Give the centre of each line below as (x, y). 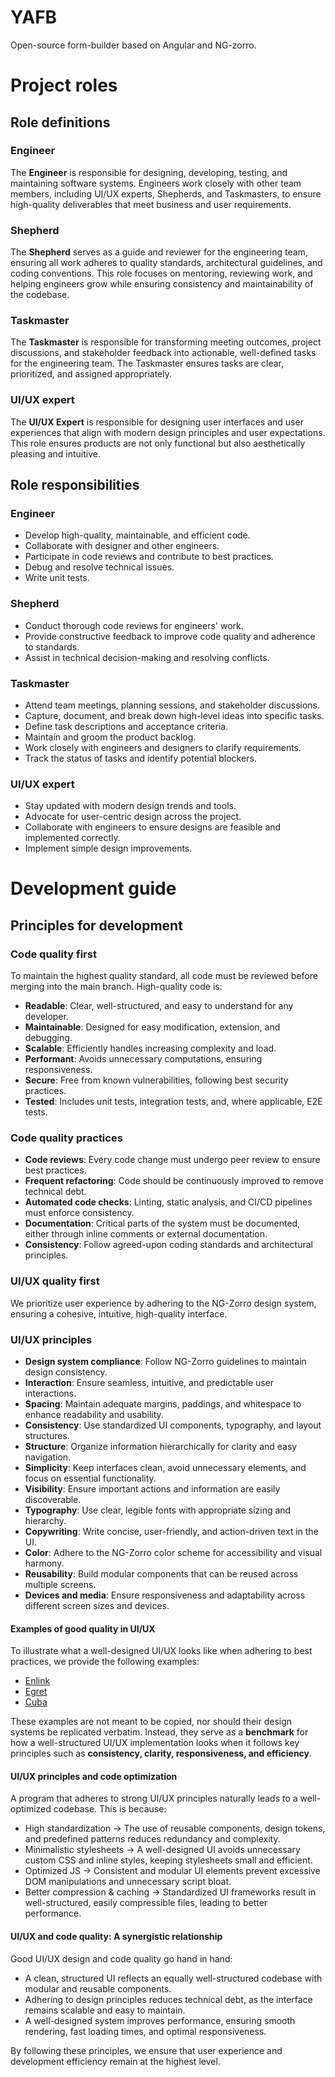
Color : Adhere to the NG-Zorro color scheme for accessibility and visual (173, 1553)
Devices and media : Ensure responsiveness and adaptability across (165, 1595)
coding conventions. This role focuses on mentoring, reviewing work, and (161, 273)
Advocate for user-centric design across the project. (133, 817)
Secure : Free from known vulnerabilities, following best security (156, 1080)
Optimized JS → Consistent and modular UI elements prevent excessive (172, 1871)
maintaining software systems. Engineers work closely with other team (156, 183)
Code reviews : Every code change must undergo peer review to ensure (172, 1160)
